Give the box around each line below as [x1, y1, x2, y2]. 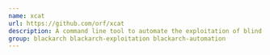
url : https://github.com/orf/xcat [8, 19, 125, 27]
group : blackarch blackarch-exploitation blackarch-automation [8, 34, 226, 43]
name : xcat [8, 11, 45, 20]
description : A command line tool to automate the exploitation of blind [8, 27, 263, 35]
